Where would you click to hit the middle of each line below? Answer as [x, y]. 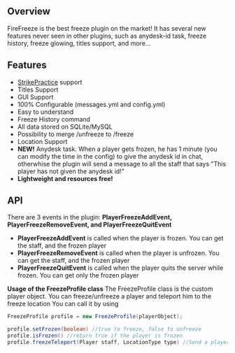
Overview [29, 12]
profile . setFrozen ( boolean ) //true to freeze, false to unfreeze [104, 329]
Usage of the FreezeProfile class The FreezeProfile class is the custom [110, 289]
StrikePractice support [50, 82]
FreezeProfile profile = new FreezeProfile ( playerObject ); [95, 317]
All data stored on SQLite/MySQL [65, 127]
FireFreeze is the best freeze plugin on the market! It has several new [107, 28]
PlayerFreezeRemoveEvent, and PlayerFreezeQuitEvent [90, 225]
